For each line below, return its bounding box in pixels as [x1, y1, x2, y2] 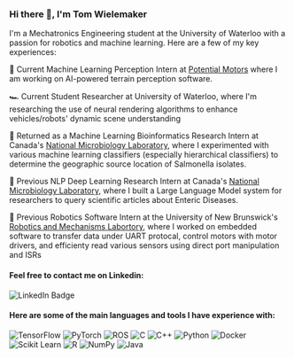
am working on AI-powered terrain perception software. [9, 74, 213, 84]
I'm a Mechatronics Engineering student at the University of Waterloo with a [9, 28, 286, 39]
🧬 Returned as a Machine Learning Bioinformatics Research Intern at [9, 130, 259, 141]
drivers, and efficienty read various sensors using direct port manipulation [9, 240, 280, 251]
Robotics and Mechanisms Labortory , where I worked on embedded [9, 222, 257, 232]
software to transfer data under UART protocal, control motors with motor [9, 230, 277, 242]
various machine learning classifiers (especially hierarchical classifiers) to [9, 150, 279, 160]
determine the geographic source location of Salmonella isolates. [9, 159, 247, 169]
